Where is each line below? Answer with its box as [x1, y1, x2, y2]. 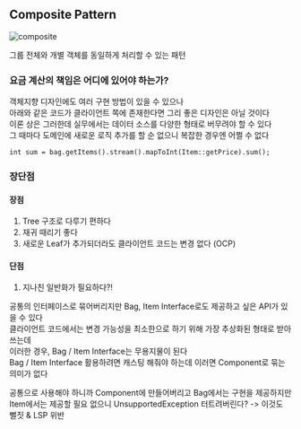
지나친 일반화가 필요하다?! [21, 282, 114, 293]
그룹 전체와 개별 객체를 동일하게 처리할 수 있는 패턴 [9, 49, 186, 60]
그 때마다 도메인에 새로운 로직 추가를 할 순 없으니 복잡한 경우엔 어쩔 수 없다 [9, 130, 270, 141]
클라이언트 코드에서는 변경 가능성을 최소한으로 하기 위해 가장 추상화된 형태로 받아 [9, 323, 292, 335]
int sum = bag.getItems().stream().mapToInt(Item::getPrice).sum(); [9, 148, 271, 157]
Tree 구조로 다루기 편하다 [21, 215, 112, 227]
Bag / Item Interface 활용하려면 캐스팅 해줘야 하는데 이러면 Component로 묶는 [9, 357, 286, 368]
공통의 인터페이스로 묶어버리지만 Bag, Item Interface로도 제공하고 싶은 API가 [9, 301, 279, 312]
